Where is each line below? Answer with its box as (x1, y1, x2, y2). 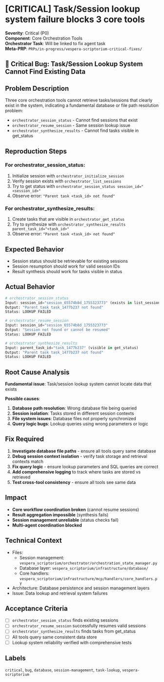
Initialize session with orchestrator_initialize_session (12, 173, 124, 178)
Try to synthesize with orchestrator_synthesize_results (12, 222, 126, 227)
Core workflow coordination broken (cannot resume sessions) (12, 506, 139, 512)
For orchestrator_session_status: (5, 162, 85, 169)
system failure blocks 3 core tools (5, 14, 145, 25)
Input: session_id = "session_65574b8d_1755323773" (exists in (5, 300, 132, 305)
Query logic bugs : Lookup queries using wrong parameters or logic (12, 421, 148, 427)
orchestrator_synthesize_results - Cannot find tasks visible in (12, 127, 139, 133)
